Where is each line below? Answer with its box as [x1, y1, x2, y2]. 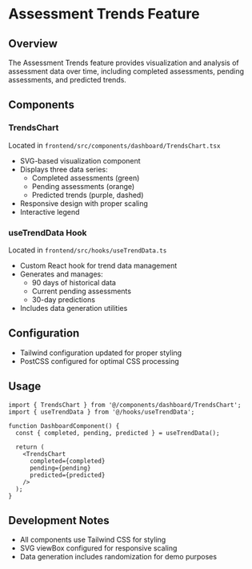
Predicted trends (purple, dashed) [31, 190, 144, 200]
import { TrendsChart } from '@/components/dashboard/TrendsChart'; [8, 401, 242, 409]
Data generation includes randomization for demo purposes [19, 552, 218, 562]
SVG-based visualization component [19, 155, 142, 165]
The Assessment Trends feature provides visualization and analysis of [8, 58, 239, 67]
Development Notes [8, 514, 110, 527]
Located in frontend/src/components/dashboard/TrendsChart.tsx [8, 140, 221, 150]
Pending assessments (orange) [31, 181, 135, 191]
